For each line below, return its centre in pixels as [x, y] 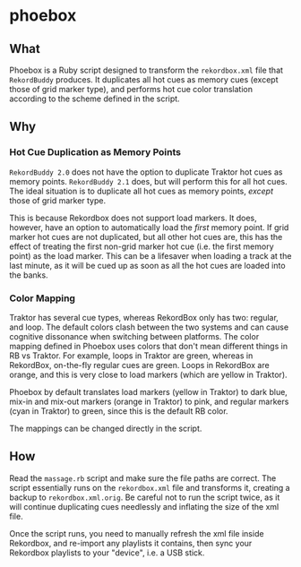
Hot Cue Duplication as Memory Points [95, 152]
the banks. [29, 275]
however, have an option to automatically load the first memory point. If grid [149, 227]
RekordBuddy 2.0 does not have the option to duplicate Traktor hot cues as [146, 172]
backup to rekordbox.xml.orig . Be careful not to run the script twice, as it [145, 497]
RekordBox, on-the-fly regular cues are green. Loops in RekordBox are [140, 365]
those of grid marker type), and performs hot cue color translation [131, 89]
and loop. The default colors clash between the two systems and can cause [149, 327]
